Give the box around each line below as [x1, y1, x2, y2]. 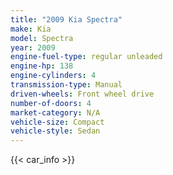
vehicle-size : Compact [10, 117, 105, 127]
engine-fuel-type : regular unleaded [10, 52, 163, 62]
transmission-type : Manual [10, 80, 123, 90]
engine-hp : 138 [10, 61, 74, 71]
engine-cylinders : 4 [10, 71, 97, 81]
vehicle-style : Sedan [10, 126, 101, 136]
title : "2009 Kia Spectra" [10, 14, 123, 25]
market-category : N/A [10, 107, 101, 118]
